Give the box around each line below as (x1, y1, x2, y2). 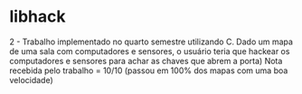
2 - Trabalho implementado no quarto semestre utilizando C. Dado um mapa (9, 36, 294, 47)
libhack (9, 6, 66, 27)
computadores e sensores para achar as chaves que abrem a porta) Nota (9, 55, 283, 66)
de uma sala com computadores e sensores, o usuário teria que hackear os (9, 45, 290, 56)
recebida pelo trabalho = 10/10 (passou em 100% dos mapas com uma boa (9, 65, 288, 76)
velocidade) (9, 74, 54, 85)
